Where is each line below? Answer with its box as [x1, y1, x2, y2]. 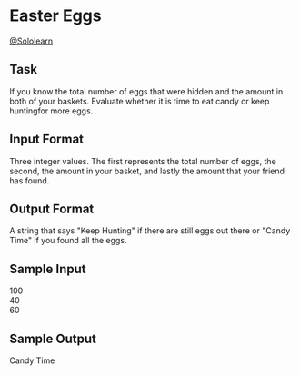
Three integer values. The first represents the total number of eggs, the [9, 155, 277, 166]
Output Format [9, 201, 95, 216]
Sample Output [9, 331, 97, 346]
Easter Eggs [9, 5, 102, 26]
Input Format [9, 132, 85, 147]
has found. [9, 174, 50, 186]
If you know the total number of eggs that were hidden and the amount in [9, 85, 284, 96]
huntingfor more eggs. [9, 105, 94, 116]
